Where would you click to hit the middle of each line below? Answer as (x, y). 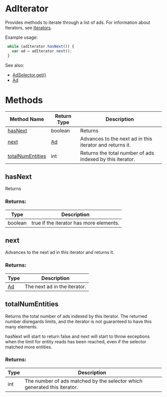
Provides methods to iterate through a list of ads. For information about (78, 22)
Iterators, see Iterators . (29, 27)
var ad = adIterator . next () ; (42, 51)
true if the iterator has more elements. (76, 223)
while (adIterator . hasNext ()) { (41, 46)
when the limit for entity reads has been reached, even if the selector (76, 341)
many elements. (22, 326)
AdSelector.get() (29, 75)
